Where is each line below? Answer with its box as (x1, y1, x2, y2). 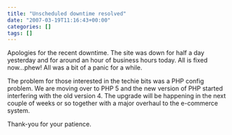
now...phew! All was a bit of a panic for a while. (7, 63, 143, 72)
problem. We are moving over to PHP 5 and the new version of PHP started (7, 84, 224, 93)
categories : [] (7, 23, 52, 30)
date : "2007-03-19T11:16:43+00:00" (7, 17, 111, 24)
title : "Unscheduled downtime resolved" (7, 10, 127, 17)
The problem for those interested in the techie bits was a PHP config (7, 77, 204, 86)
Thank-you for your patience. (7, 120, 92, 129)
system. (7, 106, 30, 115)
